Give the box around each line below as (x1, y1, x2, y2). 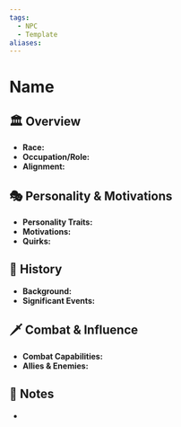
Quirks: (22, 236, 51, 247)
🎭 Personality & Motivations (9, 188, 173, 203)
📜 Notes (9, 387, 55, 402)
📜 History (9, 262, 63, 277)
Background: (22, 285, 72, 297)
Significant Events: (22, 295, 96, 306)
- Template (17, 30, 58, 39)
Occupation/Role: (22, 152, 90, 163)
